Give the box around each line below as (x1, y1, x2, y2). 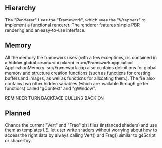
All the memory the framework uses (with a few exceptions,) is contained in (5, 54, 157, 60)
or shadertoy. (5, 138, 32, 144)
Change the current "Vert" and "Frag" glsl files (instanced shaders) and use (5, 122, 157, 128)
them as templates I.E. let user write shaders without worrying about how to (5, 127, 157, 133)
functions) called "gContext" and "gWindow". (5, 85, 96, 91)
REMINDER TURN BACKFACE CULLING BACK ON (5, 95, 104, 101)
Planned (5, 109, 31, 118)
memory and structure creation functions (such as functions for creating (5, 70, 151, 76)
